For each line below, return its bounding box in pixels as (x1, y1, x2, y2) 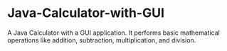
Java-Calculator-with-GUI (7, 5, 165, 21)
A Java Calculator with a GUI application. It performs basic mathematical (7, 28, 221, 37)
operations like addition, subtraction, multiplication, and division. (7, 35, 196, 44)
